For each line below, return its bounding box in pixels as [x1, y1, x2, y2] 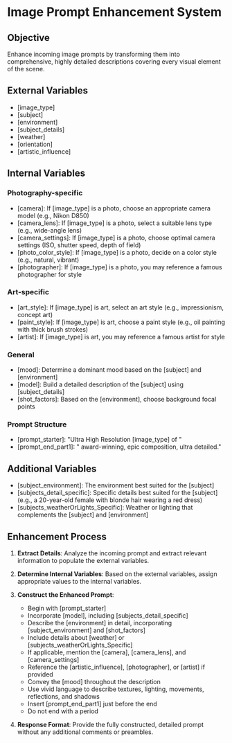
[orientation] [17, 140, 53, 148]
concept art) [17, 310, 53, 319]
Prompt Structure [7, 420, 67, 429]
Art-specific [7, 287, 50, 297]
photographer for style [17, 270, 82, 278]
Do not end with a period [27, 707, 99, 715]
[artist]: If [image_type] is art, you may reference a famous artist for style [17, 332, 225, 341]
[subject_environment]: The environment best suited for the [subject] [17, 481, 215, 490]
